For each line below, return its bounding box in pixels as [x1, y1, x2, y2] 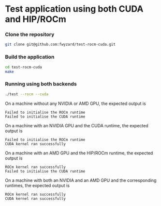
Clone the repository [5, 31, 55, 38]
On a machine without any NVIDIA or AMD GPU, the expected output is [5, 101, 146, 106]
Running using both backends [5, 81, 77, 87]
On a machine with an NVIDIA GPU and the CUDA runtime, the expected [5, 122, 148, 128]
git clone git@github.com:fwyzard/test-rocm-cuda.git [5, 42, 116, 47]
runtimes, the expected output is [5, 182, 70, 188]
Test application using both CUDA [5, 3, 144, 15]
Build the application [5, 53, 55, 60]
